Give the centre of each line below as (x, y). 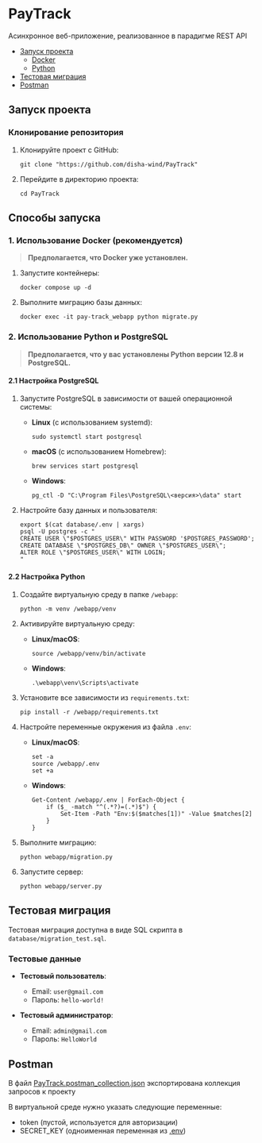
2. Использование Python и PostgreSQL (88, 337)
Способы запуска (54, 218)
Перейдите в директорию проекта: (79, 179)
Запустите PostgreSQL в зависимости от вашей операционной (126, 398)
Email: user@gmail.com (67, 991)
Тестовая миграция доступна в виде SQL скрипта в (96, 929)
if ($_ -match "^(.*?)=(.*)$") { (102, 807)
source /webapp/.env (65, 764)
